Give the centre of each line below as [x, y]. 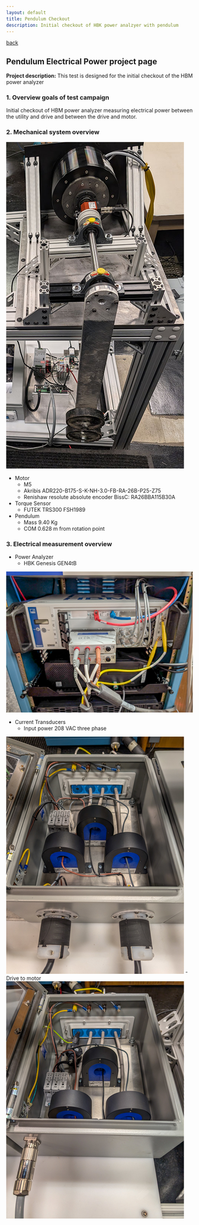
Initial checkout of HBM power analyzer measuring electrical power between [99, 111]
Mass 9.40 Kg [41, 522]
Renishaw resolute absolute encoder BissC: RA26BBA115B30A [99, 497]
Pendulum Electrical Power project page [82, 62]
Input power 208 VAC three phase [65, 728]
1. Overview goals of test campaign [58, 98]
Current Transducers [40, 722]
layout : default [26, 12]
